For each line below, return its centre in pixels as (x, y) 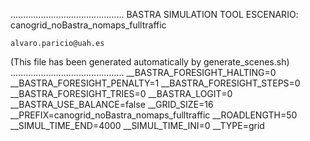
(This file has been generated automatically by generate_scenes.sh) (150, 62)
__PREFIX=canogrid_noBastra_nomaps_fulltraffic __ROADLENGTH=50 (154, 115)
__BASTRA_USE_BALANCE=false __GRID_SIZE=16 (112, 104)
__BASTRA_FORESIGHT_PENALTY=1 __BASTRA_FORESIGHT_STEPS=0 (155, 83)
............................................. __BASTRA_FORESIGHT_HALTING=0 (143, 72)
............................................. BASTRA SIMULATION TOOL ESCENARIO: (154, 14)
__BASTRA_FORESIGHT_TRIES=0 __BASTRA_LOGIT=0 (121, 93)
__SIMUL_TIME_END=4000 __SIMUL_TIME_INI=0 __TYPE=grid (137, 125)
